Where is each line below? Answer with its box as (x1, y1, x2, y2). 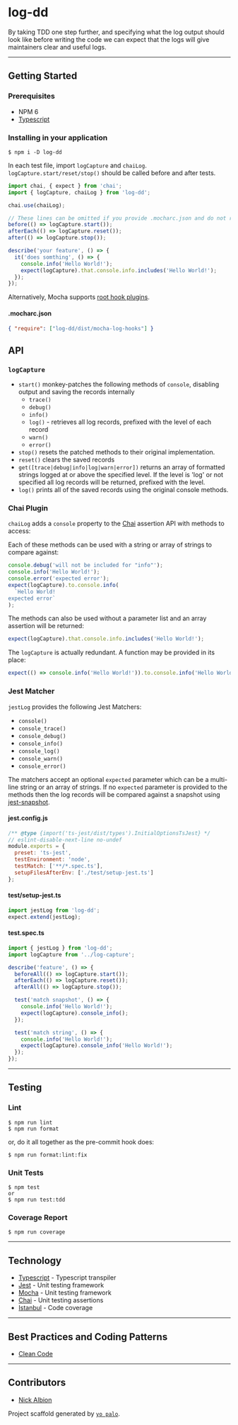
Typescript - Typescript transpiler (18, 1273, 117, 1282)
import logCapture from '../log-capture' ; (8, 951, 135, 958)
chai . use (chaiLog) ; (8, 201, 66, 209)
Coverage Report (8, 1212, 68, 1222)
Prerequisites (8, 91, 55, 101)
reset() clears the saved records (18, 455, 115, 464)
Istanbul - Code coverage (18, 1304, 93, 1312)
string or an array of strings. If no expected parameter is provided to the (20, 783, 228, 791)
